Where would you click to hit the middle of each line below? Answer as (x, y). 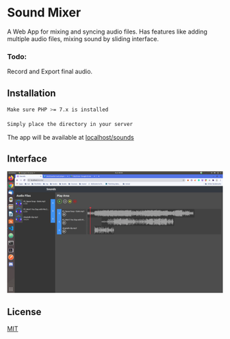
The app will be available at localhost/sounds (71, 137)
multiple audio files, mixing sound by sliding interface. (83, 38)
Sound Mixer (44, 13)
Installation (31, 93)
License (24, 312)
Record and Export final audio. (50, 72)
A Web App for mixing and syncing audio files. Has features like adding (107, 32)
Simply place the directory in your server (70, 124)
